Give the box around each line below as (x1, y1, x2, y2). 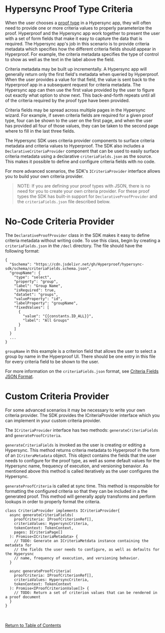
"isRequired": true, (14, 288, 56, 293)
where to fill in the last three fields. (5, 128, 75, 134)
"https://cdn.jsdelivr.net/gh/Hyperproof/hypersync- (33, 261, 144, 267)
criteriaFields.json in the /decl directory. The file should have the (5, 243, 143, 249)
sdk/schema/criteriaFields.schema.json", (5, 266, 92, 271)
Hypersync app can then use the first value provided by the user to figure (5, 87, 154, 93)
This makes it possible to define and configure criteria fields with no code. (5, 158, 156, 164)
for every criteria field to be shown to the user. (5, 359, 99, 365)
